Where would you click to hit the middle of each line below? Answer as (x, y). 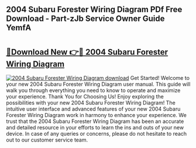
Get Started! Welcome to (160, 78)
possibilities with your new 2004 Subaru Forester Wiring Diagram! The (91, 103)
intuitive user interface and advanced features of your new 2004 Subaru (93, 109)
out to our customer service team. (47, 140)
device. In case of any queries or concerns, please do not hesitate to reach (97, 134)
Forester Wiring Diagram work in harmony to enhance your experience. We (97, 115)
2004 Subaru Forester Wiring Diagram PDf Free (94, 10)
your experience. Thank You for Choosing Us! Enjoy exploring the (85, 96)
